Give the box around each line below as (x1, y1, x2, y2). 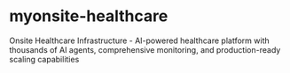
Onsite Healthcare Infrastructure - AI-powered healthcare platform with (9, 35, 270, 46)
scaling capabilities (9, 54, 80, 64)
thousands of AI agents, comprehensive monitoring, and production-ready (9, 44, 281, 55)
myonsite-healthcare (9, 6, 169, 26)
